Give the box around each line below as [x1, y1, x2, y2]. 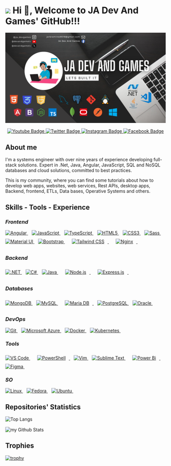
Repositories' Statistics [5, 403, 81, 411]
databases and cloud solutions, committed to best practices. [5, 167, 132, 174]
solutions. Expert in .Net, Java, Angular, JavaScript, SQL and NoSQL [17, 162, 161, 168]
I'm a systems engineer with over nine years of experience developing [5, 157, 153, 163]
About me [5, 143, 37, 152]
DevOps [5, 316, 26, 323]
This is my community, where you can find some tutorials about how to [5, 177, 154, 183]
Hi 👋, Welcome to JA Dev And [12, 5, 139, 16]
